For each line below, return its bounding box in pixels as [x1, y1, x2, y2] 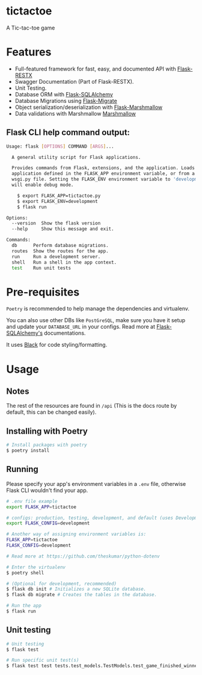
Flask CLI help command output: [6, 128, 130, 138]
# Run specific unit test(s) [6, 658, 79, 664]
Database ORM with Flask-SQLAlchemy [14, 90, 113, 98]
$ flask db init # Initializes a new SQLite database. [6, 586, 147, 593]
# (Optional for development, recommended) [6, 580, 117, 586]
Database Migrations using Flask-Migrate [14, 97, 117, 104]
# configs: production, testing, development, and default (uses [6, 515, 173, 521]
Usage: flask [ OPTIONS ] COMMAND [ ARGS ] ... [6, 143, 114, 149]
